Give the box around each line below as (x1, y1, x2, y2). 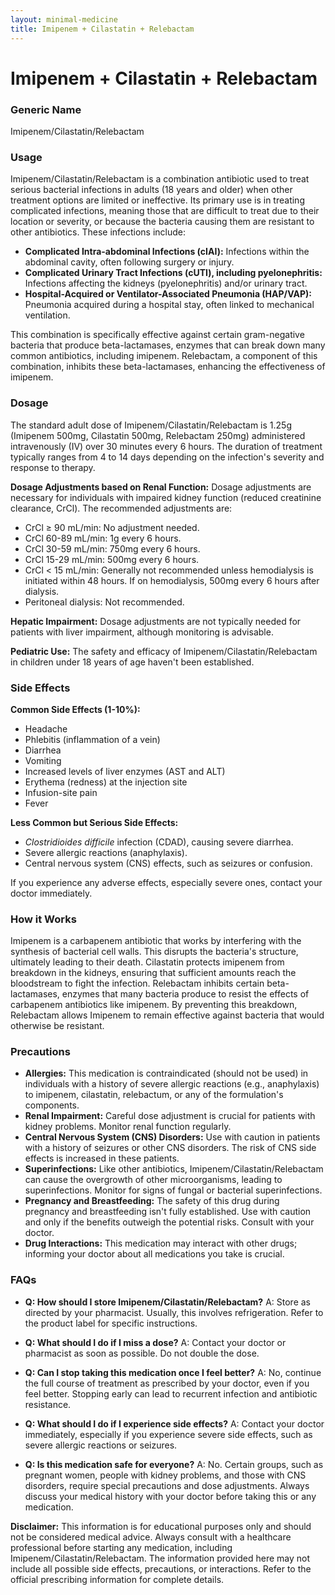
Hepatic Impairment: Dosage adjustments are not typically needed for (10, 615, 302, 627)
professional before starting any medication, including (10, 1541, 233, 1553)
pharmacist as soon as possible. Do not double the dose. (24, 1347, 260, 1359)
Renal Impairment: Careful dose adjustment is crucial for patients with (24, 1110, 316, 1122)
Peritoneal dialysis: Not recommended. (24, 596, 185, 608)
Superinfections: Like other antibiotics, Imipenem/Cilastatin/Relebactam (24, 1163, 324, 1175)
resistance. (24, 1398, 72, 1410)
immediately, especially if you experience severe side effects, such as (24, 1428, 313, 1440)
